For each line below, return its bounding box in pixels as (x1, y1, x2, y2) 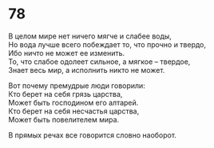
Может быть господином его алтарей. (8, 98, 139, 107)
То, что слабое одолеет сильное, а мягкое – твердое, (8, 57, 191, 66)
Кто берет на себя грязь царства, (8, 89, 123, 98)
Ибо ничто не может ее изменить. (8, 48, 125, 58)
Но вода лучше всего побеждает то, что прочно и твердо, (8, 39, 206, 49)
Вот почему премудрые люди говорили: (8, 81, 145, 90)
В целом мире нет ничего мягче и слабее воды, (8, 31, 172, 41)
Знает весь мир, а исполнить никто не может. (8, 65, 165, 74)
